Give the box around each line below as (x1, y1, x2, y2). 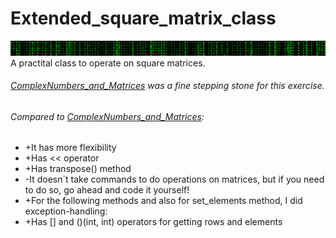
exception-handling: (24, 205, 108, 217)
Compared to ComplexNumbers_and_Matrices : (10, 110, 205, 122)
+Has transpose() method (24, 163, 132, 175)
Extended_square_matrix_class (10, 7, 277, 30)
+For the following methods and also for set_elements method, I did (24, 195, 303, 207)
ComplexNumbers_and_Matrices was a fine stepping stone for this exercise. (10, 80, 325, 92)
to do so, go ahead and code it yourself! (24, 184, 190, 196)
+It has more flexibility (24, 142, 117, 154)
